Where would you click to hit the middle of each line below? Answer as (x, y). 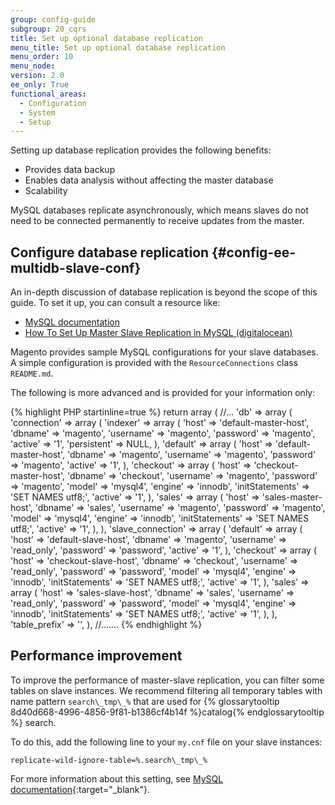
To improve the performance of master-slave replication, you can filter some (167, 680)
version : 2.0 (37, 76)
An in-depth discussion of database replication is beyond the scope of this (164, 292)
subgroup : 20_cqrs (48, 29)
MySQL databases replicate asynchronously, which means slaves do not (159, 210)
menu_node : (33, 66)
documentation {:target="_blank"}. (80, 789)
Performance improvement (96, 656)
